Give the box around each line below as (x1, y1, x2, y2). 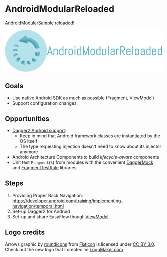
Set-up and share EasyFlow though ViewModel (12, 213, 109, 220)
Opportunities (5, 115, 50, 123)
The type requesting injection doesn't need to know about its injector (19, 143, 162, 149)
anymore (19, 148, 38, 155)
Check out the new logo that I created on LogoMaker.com (5, 247, 123, 253)
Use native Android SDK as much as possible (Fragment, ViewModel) (12, 95, 154, 101)
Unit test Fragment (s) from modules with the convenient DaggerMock (12, 159, 153, 165)
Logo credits (5, 228, 45, 236)
